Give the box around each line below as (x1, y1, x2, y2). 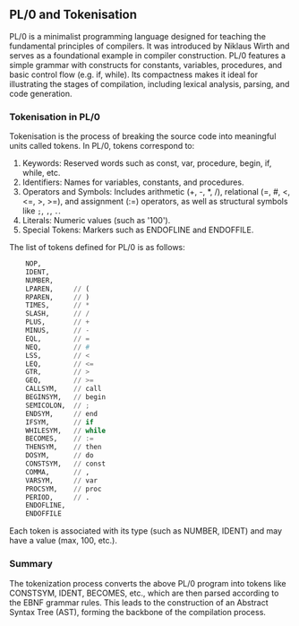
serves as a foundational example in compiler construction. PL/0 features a (9, 49, 286, 61)
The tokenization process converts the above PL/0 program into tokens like (9, 578, 286, 588)
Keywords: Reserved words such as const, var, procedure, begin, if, (21, 158, 272, 169)
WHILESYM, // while (25, 426, 106, 435)
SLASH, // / (25, 309, 90, 318)
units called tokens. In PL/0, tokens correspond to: (9, 141, 195, 152)
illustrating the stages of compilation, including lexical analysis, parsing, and (9, 78, 290, 89)
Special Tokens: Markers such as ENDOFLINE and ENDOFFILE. (21, 224, 254, 236)
